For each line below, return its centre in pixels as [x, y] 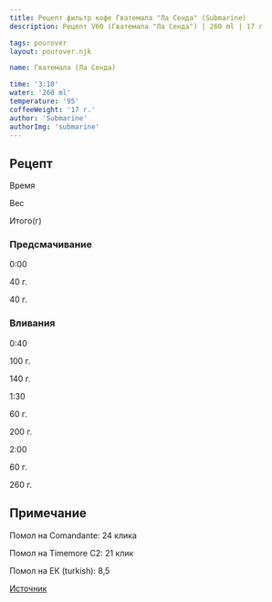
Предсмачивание [51, 244]
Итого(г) [26, 221]
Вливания [32, 323]
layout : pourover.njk [51, 51]
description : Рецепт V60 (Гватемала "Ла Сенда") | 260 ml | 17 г [136, 26]
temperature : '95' [44, 101]
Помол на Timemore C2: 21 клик [72, 553]
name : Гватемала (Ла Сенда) [63, 68]
